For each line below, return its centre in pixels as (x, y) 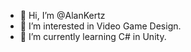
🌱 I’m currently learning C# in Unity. (93, 36)
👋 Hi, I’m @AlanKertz (62, 15)
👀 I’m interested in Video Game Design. (100, 26)
